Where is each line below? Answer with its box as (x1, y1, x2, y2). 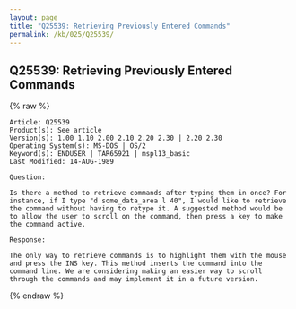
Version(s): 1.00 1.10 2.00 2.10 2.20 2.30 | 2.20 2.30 (9, 133, 222, 143)
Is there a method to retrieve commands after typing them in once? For (9, 189, 287, 198)
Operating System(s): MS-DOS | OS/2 (9, 142, 146, 150)
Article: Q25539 (9, 118, 70, 127)
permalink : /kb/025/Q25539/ (9, 30, 115, 39)
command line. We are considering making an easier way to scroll (9, 267, 263, 276)
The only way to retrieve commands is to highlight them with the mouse (9, 252, 287, 261)
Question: (9, 173, 47, 182)
